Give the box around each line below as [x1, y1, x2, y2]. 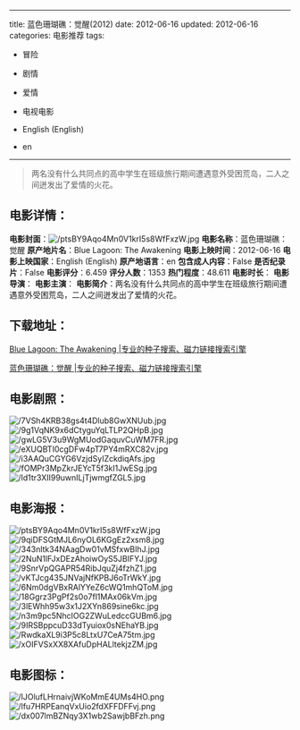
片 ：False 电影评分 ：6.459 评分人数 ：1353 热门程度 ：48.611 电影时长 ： [9, 267, 272, 277]
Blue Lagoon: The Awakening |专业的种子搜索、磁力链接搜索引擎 [9, 344, 247, 354]
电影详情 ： [9, 208, 69, 224]
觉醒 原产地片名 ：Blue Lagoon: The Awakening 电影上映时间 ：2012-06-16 [9, 244, 281, 255]
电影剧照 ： [9, 391, 69, 407]
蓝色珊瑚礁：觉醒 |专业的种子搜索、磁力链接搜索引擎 [9, 362, 203, 373]
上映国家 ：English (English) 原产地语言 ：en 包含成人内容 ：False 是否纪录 [16, 256, 286, 267]
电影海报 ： [9, 500, 69, 515]
